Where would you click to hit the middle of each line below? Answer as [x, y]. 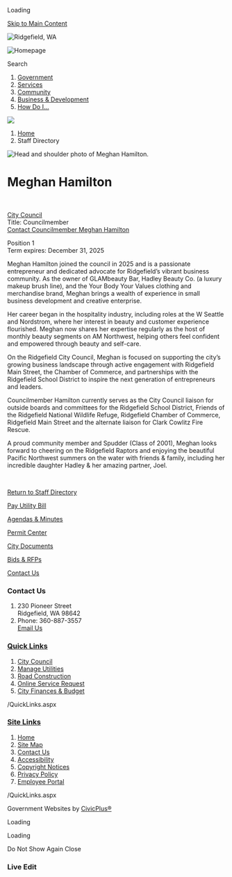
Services [30, 85]
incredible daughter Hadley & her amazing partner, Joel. [88, 465]
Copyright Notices [43, 767]
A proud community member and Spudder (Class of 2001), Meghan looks [112, 443]
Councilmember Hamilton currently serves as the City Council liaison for [110, 400]
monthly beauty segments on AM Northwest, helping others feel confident [114, 336]
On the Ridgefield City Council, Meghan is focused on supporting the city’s [114, 357]
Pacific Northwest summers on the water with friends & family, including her [116, 458]
